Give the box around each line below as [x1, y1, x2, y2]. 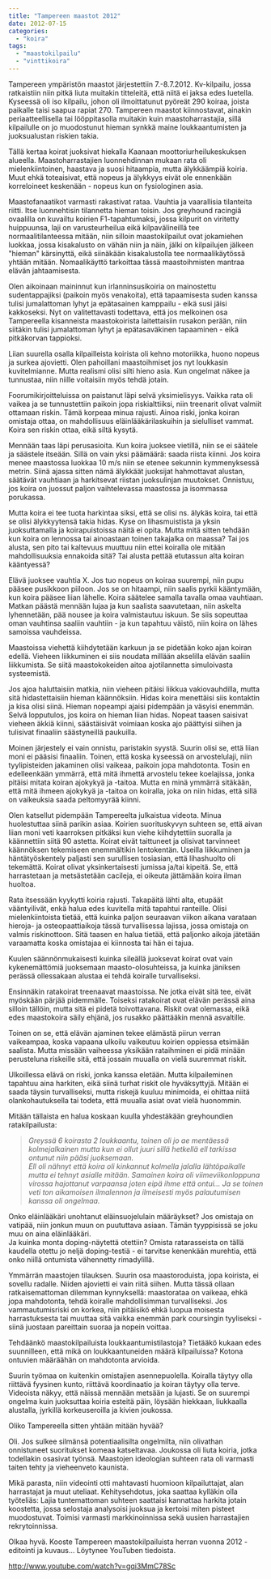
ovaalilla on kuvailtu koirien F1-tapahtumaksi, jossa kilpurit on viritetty [8, 214, 240, 224]
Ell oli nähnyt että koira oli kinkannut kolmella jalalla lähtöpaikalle [28, 1161, 246, 1171]
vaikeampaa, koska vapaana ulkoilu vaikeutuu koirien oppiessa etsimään [8, 1037, 250, 1046]
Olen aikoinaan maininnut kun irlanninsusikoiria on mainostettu [8, 281, 217, 291]
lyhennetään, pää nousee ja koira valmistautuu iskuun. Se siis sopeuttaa [8, 610, 248, 619]
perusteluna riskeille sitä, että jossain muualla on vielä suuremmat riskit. [8, 1054, 247, 1063]
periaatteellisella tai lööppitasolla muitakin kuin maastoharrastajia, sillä [8, 113, 242, 123]
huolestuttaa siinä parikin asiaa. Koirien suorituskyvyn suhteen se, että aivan [8, 819, 263, 828]
